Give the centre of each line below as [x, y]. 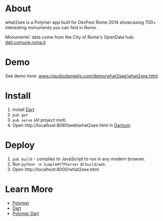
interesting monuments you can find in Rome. [51, 27]
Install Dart [23, 110]
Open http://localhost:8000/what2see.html [56, 169]
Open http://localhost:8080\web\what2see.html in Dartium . [72, 125]
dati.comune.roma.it [25, 42]
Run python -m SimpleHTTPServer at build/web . [59, 164]
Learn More [29, 189]
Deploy [20, 145]
